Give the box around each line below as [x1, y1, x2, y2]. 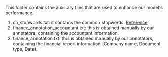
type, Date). [12, 46, 38, 52]
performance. [5, 10, 34, 16]
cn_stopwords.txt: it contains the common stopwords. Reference [12, 20, 148, 25]
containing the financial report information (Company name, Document [12, 41, 161, 47]
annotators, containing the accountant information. [12, 30, 119, 36]
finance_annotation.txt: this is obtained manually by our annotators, [12, 35, 154, 41]
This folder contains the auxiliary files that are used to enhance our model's [5, 5, 163, 10]
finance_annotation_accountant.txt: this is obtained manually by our [12, 25, 154, 31]
